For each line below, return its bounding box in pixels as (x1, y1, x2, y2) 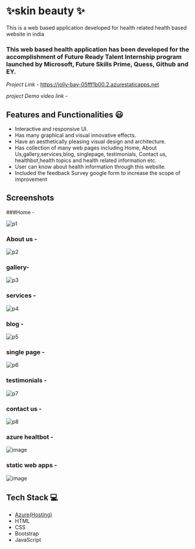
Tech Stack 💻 (6, 492, 59, 502)
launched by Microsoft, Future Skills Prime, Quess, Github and (6, 60, 188, 68)
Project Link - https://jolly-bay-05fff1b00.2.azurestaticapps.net (6, 81, 159, 88)
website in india (6, 30, 44, 37)
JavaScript (14, 537, 41, 544)
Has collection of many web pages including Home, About (14, 144, 157, 152)
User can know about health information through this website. (14, 163, 166, 170)
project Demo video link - (6, 92, 68, 100)
